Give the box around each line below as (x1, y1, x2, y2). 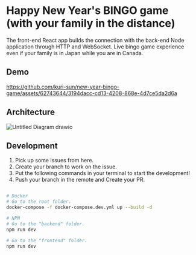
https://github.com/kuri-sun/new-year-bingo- (6, 83, 119, 90)
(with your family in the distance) (6, 16, 175, 30)
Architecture (6, 107, 55, 118)
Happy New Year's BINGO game (6, 4, 169, 18)
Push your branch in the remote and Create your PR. (14, 176, 145, 184)
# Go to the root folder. (6, 199, 71, 205)
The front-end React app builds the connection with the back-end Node (6, 36, 185, 44)
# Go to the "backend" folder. (6, 220, 85, 227)
